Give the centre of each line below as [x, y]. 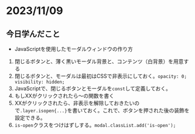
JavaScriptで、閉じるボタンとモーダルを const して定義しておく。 [93, 88]
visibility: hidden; [40, 82]
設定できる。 [30, 118]
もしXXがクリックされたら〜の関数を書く [64, 96]
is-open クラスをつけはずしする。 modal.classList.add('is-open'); [95, 125]
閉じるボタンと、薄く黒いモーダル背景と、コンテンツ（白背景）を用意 [99, 61]
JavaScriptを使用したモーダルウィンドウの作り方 [74, 49]
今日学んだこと [33, 34]
